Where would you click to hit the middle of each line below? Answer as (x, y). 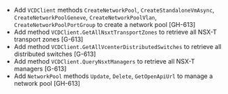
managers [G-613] (40, 69)
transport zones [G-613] (48, 39)
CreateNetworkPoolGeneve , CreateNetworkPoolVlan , (85, 17)
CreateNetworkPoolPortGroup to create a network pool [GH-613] (105, 25)
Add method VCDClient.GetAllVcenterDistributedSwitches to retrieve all (117, 47)
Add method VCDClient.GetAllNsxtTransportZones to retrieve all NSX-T (115, 32)
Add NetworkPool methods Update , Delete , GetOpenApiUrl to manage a (113, 76)
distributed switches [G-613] (55, 54)
